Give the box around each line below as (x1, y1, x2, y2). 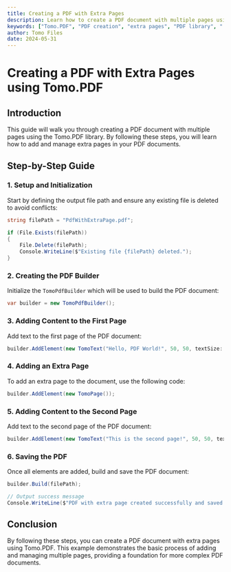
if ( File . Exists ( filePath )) (7, 229, 88, 236)
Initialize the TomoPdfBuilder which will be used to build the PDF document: (7, 287, 219, 295)
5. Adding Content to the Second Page (7, 406, 137, 416)
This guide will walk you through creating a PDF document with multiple (7, 125, 210, 134)
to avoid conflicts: (7, 203, 58, 212)
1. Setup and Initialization (7, 180, 93, 190)
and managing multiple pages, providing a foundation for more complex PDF (7, 551, 223, 560)
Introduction (7, 107, 62, 119)
